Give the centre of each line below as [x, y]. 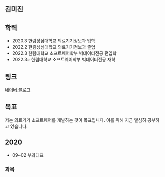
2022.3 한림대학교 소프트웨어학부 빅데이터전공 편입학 [64, 53]
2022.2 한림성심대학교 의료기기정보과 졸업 [54, 47]
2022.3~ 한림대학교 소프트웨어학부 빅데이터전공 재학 [64, 60]
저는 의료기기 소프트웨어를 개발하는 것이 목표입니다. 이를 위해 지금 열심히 [76, 120]
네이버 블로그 [18, 90]
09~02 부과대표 [28, 155]
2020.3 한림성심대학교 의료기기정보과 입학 [54, 41]
